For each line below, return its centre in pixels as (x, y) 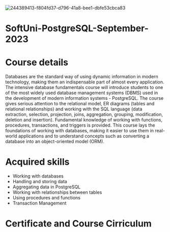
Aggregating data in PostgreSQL (47, 187)
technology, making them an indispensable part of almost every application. (85, 82)
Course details (37, 62)
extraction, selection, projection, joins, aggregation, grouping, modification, (84, 114)
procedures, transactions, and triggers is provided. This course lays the (80, 125)
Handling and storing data (40, 182)
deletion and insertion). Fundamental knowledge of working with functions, (84, 120)
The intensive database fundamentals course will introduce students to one (84, 88)
